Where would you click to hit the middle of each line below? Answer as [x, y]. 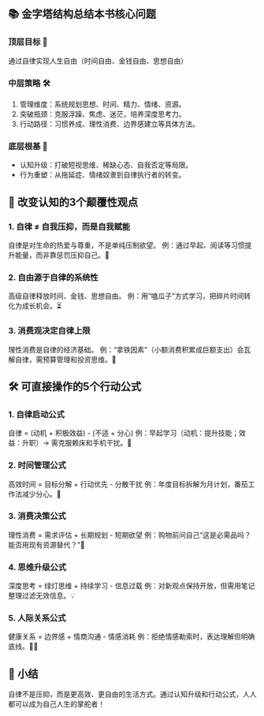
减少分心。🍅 [41, 494]
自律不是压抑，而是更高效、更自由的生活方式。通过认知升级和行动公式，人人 [132, 694]
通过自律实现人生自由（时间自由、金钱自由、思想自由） [98, 61]
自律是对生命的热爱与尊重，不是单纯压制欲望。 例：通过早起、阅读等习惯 [126, 245]
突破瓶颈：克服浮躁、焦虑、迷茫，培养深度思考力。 [102, 114]
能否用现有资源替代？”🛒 [46, 544]
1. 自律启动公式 [37, 414]
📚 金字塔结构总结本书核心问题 [82, 14]
